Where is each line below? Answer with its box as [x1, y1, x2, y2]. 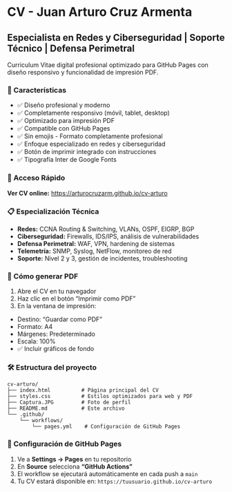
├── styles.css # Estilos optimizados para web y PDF [7, 393, 193, 400]
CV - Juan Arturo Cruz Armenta [7, 4, 193, 20]
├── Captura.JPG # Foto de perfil [7, 399, 131, 406]
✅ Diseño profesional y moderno [17, 101, 110, 109]
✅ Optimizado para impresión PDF [17, 117, 115, 125]
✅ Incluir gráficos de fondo [17, 345, 95, 353]
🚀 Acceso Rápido [7, 173, 66, 183]
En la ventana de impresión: [17, 302, 97, 310]
